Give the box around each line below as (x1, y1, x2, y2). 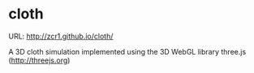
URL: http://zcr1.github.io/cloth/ (8, 31, 114, 41)
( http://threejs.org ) (8, 55, 71, 65)
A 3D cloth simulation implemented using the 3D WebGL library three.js (8, 47, 247, 56)
